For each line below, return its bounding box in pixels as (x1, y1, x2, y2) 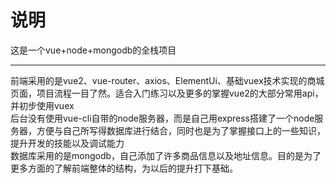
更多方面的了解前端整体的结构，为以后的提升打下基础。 (10, 162, 238, 174)
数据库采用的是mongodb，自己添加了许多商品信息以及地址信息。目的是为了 (10, 149, 322, 161)
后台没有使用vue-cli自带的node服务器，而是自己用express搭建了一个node (10, 112, 315, 124)
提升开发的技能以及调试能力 (10, 137, 125, 149)
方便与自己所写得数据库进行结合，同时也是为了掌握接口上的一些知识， (36, 124, 326, 136)
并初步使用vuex (10, 99, 75, 111)
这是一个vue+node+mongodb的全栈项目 (10, 44, 177, 56)
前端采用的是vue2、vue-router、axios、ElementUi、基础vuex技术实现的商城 (10, 74, 325, 86)
